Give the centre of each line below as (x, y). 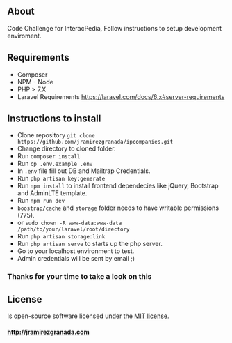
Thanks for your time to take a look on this (80, 277)
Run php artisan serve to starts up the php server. (90, 244)
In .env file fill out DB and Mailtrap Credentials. (84, 171)
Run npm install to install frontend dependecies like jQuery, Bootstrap (118, 186)
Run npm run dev (41, 201)
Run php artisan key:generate (61, 178)
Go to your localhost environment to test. (76, 251)
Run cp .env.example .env (55, 164)
